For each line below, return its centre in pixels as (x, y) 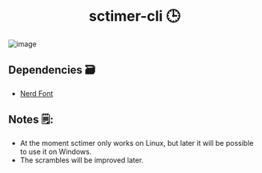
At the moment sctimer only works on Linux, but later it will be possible (137, 143)
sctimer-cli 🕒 (135, 16)
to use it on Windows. (56, 151)
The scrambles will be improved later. (82, 160)
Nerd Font (36, 93)
